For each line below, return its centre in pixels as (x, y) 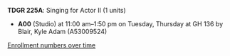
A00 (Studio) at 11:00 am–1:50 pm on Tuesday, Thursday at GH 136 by (120, 24)
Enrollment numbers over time (52, 45)
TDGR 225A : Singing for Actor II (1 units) (67, 10)
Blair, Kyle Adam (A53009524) (62, 32)
